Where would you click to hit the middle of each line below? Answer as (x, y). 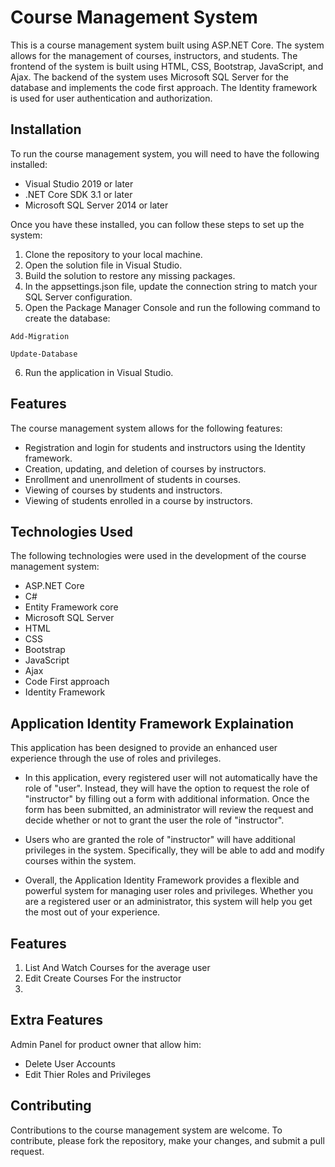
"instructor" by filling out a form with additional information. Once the (167, 799)
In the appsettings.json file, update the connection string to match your (171, 286)
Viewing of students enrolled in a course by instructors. (138, 500)
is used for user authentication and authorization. (111, 98)
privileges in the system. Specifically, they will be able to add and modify (174, 850)
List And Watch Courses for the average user (117, 967)
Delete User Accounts (70, 1063)
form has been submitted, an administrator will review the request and (169, 810)
